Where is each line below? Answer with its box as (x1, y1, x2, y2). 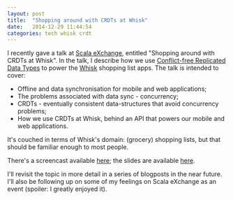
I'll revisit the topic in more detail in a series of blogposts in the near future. (7, 170, 223, 178)
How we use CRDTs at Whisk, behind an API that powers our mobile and (17, 115, 225, 123)
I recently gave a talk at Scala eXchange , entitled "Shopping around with (7, 49, 215, 57)
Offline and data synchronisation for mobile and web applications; (17, 85, 207, 93)
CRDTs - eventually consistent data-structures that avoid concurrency (17, 99, 219, 108)
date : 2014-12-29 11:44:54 (7, 23, 92, 30)
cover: (7, 71, 26, 80)
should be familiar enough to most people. (7, 143, 129, 151)
